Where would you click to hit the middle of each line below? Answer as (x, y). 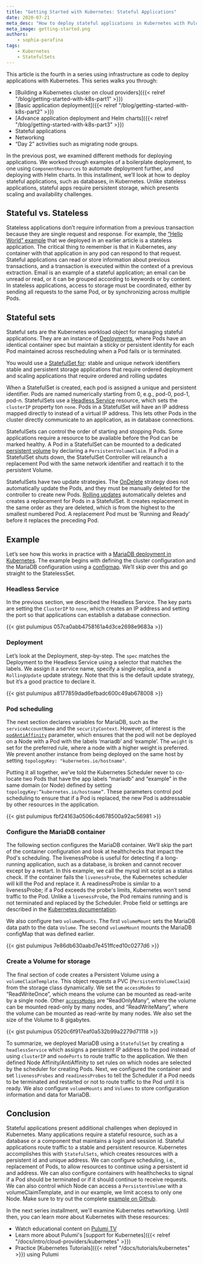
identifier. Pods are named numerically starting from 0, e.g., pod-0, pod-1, (98, 394)
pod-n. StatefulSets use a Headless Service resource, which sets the (92, 401)
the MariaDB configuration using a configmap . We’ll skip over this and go (97, 567)
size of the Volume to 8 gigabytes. (49, 1019)
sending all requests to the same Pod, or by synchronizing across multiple (98, 292)
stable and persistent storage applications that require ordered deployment (100, 369)
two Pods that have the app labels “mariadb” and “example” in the (105, 778)
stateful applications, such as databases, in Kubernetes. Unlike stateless (96, 181)
